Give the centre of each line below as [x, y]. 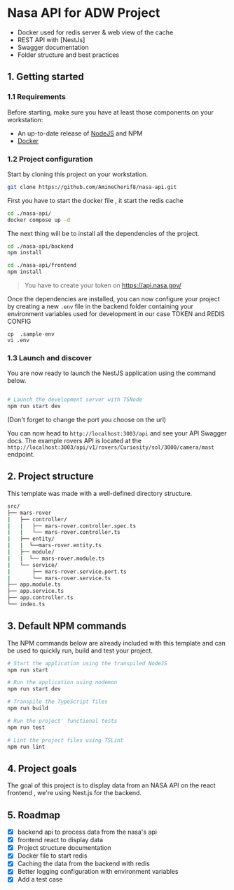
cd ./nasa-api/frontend [42, 266]
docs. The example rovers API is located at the [75, 441]
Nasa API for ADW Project [84, 13]
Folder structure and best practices [68, 55]
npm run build [28, 708]
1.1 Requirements [37, 97]
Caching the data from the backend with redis [84, 864]
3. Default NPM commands [67, 626]
